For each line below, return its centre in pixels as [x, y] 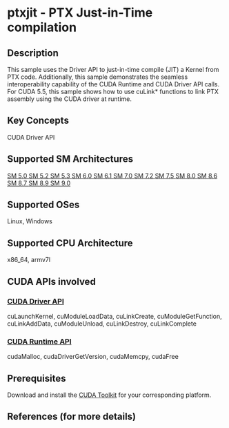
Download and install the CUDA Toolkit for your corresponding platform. [109, 395]
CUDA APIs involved [52, 281]
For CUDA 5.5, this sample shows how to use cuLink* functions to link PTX [113, 92]
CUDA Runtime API [39, 342]
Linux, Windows [30, 221]
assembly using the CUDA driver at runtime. [70, 99]
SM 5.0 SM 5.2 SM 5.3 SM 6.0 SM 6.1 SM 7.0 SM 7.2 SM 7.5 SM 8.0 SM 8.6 [112, 176]
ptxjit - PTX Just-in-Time [80, 13]
